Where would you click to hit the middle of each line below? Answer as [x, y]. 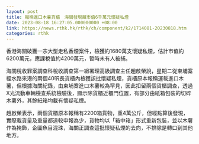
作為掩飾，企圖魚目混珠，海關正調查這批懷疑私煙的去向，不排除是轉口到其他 [99, 128]
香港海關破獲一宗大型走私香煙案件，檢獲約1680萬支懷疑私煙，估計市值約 [95, 51]
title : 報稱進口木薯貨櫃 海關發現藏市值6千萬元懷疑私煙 [68, 17]
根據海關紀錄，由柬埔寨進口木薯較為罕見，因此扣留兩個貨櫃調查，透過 [107, 86]
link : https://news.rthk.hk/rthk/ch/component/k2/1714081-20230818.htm [96, 28]
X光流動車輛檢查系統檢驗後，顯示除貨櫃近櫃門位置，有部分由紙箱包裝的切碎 [99, 93]
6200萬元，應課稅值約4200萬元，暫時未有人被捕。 [69, 58]
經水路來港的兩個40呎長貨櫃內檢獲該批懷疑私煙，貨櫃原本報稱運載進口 [92, 78]
